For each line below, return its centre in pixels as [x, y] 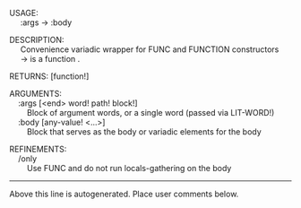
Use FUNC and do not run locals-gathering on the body [129, 168]
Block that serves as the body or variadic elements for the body [144, 132]
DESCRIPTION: [37, 40]
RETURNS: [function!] [49, 76]
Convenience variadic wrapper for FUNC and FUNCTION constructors [150, 49]
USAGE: [24, 13]
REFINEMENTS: [38, 149]
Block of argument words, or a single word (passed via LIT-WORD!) [150, 113]
